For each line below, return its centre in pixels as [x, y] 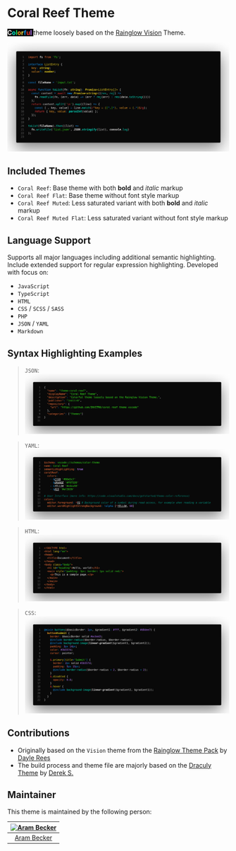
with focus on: [28, 273]
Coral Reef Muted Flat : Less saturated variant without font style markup [123, 218]
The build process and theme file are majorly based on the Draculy [114, 765]
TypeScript [33, 294]
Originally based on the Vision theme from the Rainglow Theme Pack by [122, 750]
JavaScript [33, 287]
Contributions [38, 733]
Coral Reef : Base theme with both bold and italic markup [100, 188]
